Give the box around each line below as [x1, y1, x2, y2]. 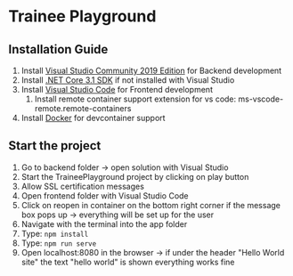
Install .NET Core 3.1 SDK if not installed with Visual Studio [20, 75, 235, 85]
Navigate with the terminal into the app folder [20, 218, 188, 229]
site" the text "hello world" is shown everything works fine [20, 256, 235, 267]
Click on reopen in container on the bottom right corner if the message [20, 199, 281, 210]
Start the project [8, 138, 102, 153]
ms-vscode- [238, 93, 284, 104]
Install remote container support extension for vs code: [34, 93, 237, 104]
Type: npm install [20, 228, 89, 239]
